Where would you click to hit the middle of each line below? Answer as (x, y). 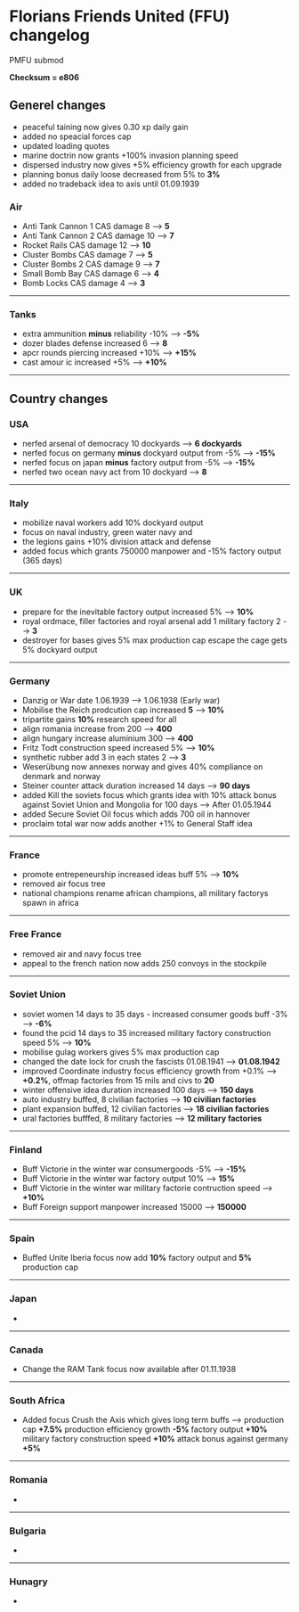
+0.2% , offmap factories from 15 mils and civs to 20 (118, 1080)
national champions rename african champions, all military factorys (145, 893)
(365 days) (42, 561)
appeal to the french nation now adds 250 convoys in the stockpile (144, 963)
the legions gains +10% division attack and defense (117, 542)
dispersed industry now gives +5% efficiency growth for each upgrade (152, 164)
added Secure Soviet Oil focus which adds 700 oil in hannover (136, 814)
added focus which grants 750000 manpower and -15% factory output (152, 551)
